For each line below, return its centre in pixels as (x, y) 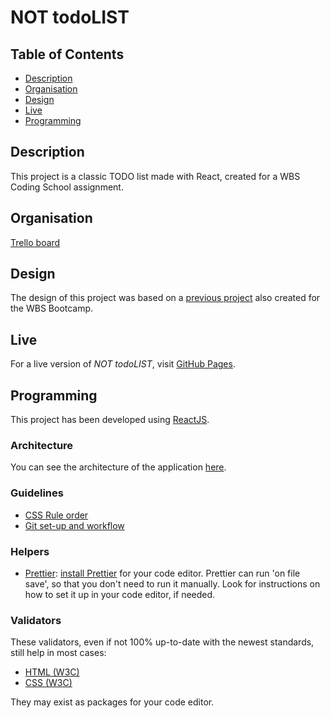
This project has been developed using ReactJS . (110, 420)
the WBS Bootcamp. (52, 308)
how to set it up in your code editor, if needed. (120, 594)
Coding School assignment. (67, 187)
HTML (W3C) (52, 672)
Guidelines (37, 493)
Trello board (35, 242)
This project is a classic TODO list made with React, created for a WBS (155, 176)
